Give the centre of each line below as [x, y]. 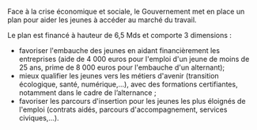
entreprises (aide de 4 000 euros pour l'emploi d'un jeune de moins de [134, 59]
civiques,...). [39, 118]
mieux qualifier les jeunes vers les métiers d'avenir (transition [119, 76]
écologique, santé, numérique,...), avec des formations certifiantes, [128, 84]
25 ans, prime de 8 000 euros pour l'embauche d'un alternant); [122, 67]
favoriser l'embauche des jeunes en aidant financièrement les [119, 50]
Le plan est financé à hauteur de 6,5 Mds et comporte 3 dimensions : [120, 35]
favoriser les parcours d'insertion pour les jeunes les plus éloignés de [132, 101]
